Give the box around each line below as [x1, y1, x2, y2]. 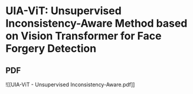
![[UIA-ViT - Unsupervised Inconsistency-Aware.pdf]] [5, 81, 135, 88]
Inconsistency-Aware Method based [5, 17, 188, 30]
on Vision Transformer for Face [5, 30, 162, 43]
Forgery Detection [5, 42, 97, 56]
